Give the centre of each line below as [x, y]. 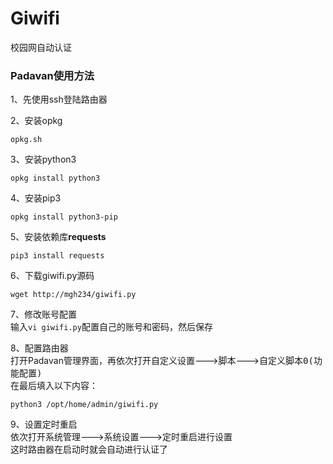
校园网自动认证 [41, 47]
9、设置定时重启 [44, 424]
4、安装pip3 [36, 198]
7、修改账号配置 [43, 314]
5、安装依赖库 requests [58, 237]
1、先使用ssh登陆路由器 [59, 99]
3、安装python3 [43, 159]
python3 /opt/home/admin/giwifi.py [84, 405]
